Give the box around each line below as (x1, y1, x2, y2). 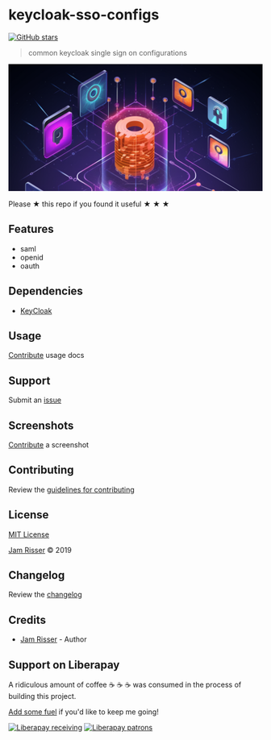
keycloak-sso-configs (8, 6, 160, 24)
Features (8, 222, 54, 236)
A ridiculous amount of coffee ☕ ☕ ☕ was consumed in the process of (8, 680, 242, 690)
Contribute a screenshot (8, 440, 90, 449)
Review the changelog (8, 590, 82, 600)
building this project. (8, 692, 77, 701)
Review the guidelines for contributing (8, 484, 135, 494)
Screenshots (8, 418, 74, 432)
